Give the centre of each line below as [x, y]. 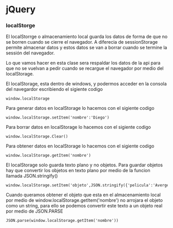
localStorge [21, 26]
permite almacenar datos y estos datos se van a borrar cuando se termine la [86, 48]
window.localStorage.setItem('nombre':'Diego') [58, 118]
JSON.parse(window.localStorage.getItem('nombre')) [62, 221]
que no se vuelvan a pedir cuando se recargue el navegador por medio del [85, 68]
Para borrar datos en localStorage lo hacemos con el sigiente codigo [78, 127]
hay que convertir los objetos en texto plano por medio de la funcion [78, 170]
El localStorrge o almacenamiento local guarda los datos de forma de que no [87, 36]
